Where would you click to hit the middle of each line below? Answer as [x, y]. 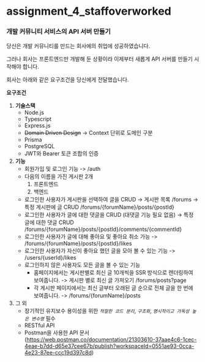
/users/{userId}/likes [50, 258]
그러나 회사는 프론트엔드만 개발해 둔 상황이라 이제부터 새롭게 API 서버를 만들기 [99, 59]
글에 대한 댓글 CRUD [49, 222]
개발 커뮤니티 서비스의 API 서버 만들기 [59, 32]
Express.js [37, 126]
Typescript [38, 119]
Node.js [34, 113]
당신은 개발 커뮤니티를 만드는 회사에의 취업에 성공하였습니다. [78, 46]
